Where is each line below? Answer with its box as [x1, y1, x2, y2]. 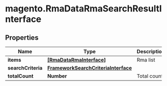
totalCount [7, 73, 34, 80]
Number [47, 73, 67, 80]
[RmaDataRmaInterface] [47, 57, 106, 63]
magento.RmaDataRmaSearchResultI [5, 3, 162, 14]
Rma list [136, 57, 156, 63]
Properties [5, 33, 39, 42]
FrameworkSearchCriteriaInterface [47, 65, 132, 71]
